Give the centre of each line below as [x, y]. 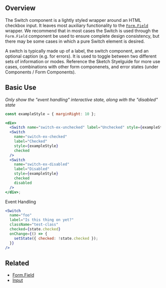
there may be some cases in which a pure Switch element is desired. [75, 41]
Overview [21, 8]
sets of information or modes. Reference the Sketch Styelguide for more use [83, 61]
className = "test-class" [34, 225]
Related [17, 263]
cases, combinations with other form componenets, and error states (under [82, 67]
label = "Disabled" [32, 169]
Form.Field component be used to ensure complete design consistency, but [82, 36]
